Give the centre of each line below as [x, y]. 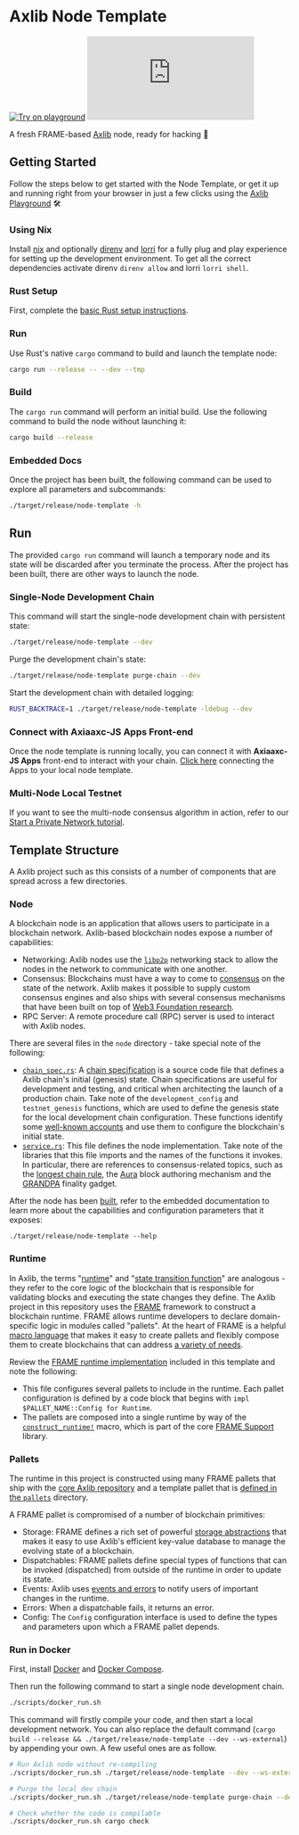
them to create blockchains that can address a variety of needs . [126, 1345]
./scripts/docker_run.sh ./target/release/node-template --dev [129, 1773]
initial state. [43, 1136]
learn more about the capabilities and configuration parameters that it [137, 1211]
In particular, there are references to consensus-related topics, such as [152, 1164]
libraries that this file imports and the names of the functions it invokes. [152, 1156]
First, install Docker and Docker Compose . [87, 1669]
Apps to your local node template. [71, 769]
